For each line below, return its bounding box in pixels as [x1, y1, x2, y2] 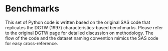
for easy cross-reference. [5, 40, 59, 46]
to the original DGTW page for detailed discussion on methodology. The [5, 30, 154, 36]
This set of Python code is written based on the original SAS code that [5, 19, 150, 25]
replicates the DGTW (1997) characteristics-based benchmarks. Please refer [5, 24, 163, 30]
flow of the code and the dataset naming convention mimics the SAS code [5, 35, 159, 41]
